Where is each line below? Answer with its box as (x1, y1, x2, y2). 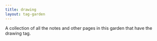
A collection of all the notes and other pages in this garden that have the (5, 25, 153, 31)
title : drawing (5, 7, 37, 12)
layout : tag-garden (5, 12, 46, 17)
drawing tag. (5, 30, 31, 36)
